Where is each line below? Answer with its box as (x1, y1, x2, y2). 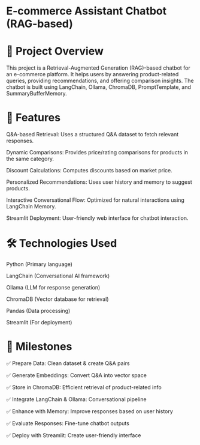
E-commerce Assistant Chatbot (6, 4, 167, 18)
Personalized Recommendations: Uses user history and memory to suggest (6, 178, 193, 186)
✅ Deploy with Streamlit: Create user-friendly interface (6, 431, 141, 439)
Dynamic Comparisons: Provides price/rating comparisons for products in (6, 149, 189, 156)
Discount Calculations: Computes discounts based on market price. (6, 167, 172, 174)
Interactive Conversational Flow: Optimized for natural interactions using (6, 196, 184, 204)
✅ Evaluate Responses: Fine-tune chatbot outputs (6, 419, 130, 427)
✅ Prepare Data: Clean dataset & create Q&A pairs (6, 359, 130, 367)
